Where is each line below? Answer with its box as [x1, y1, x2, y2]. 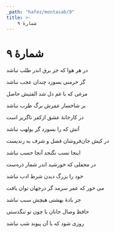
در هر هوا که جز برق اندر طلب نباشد [6, 66, 88, 74]
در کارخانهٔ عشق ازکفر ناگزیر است [6, 114, 84, 121]
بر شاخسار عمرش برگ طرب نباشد [6, 102, 86, 110]
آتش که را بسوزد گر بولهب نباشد [6, 125, 80, 133]
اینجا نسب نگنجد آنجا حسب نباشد [6, 149, 81, 156]
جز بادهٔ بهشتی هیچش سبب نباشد [6, 196, 82, 204]
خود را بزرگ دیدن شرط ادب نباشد [6, 173, 84, 180]
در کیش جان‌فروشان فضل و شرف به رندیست [6, 137, 110, 145]
